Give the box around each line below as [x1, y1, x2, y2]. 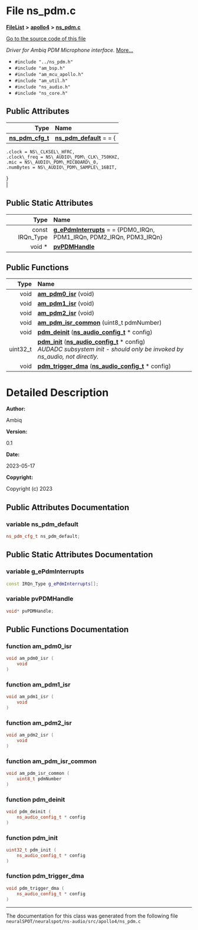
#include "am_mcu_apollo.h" [14, 71, 84, 77]
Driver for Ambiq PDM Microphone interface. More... [6, 46, 134, 54]
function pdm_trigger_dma [6, 872, 84, 880]
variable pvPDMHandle [6, 594, 74, 603]
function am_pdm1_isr [6, 680, 71, 688]
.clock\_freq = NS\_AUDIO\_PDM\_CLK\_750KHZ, [6, 154, 120, 160]
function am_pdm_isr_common [6, 757, 97, 765]
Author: [6, 405, 26, 412]
